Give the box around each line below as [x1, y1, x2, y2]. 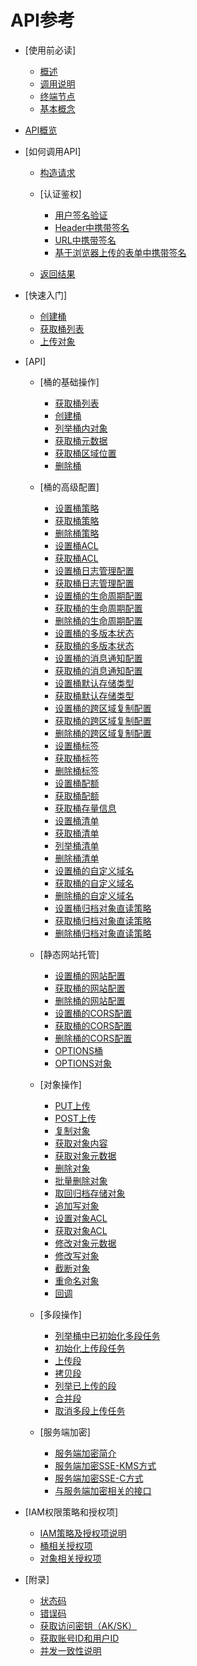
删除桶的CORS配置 [54, 1032, 133, 1044]
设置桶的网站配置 [54, 969, 126, 981]
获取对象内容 [54, 1137, 108, 1149]
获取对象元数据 [54, 1149, 117, 1161]
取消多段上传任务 [54, 1404, 126, 1416]
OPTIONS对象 [54, 1057, 113, 1069]
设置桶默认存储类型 [54, 677, 135, 689]
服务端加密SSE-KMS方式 [54, 1459, 157, 1471]
